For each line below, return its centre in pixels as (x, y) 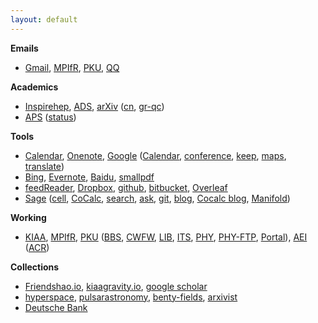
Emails (24, 48)
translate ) (44, 166)
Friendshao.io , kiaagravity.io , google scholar (116, 286)
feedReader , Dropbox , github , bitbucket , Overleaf (126, 187)
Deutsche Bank (56, 307)
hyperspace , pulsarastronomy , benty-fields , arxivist (131, 297)
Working (28, 217)
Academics (34, 87)
